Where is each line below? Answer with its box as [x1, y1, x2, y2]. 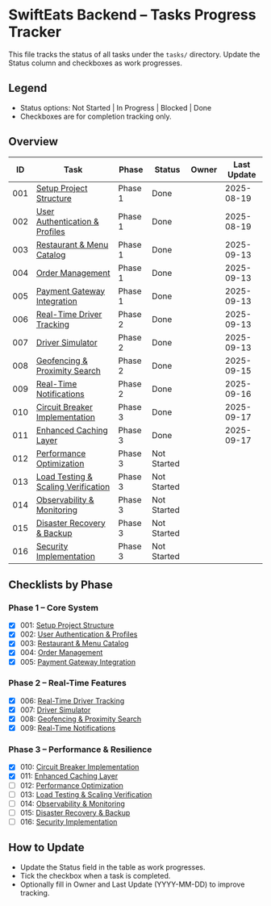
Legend [8, 81, 48, 95]
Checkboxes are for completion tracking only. [19, 111, 172, 121]
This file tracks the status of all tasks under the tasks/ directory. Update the [8, 49, 261, 59]
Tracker [8, 23, 62, 41]
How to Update [8, 841, 85, 854]
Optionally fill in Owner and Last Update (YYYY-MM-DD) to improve [19, 879, 245, 889]
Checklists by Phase [8, 578, 113, 591]
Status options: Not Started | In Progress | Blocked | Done [19, 102, 212, 112]
